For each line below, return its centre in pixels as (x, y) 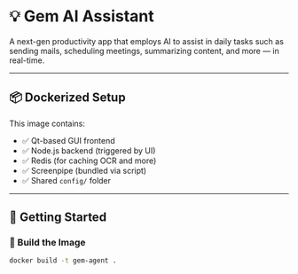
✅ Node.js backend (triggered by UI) (89, 150)
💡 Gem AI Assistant (82, 16)
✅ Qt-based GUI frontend (68, 140)
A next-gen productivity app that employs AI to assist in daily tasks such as (146, 41)
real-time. (27, 60)
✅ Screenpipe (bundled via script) (84, 170)
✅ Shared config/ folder (67, 180)
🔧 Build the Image (47, 243)
